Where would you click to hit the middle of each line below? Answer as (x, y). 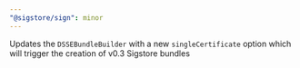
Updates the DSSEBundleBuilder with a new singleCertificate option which (150, 44)
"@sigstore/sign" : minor (56, 18)
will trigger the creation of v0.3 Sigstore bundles (100, 53)
